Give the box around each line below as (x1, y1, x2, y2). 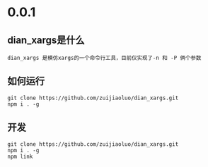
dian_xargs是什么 (7, 34, 85, 46)
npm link (7, 153, 33, 160)
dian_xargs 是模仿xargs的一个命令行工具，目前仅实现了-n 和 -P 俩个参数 (7, 54, 202, 61)
